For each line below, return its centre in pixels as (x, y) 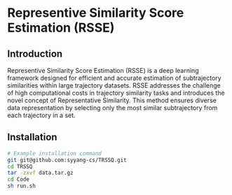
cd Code (19, 180)
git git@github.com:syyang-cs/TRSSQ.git (67, 160)
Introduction (35, 54)
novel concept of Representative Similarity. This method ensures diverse (112, 100)
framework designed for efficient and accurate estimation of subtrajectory (115, 78)
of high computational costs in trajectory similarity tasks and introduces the (116, 93)
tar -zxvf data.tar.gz (40, 173)
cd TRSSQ (20, 166)
